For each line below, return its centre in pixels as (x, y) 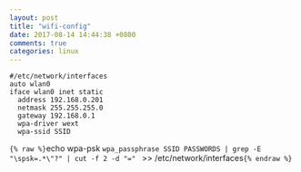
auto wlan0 (30, 84)
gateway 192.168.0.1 (56, 116)
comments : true (38, 43)
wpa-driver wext (48, 124)
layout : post (34, 18)
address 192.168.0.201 (60, 100)
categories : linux (44, 52)
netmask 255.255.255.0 (60, 108)
